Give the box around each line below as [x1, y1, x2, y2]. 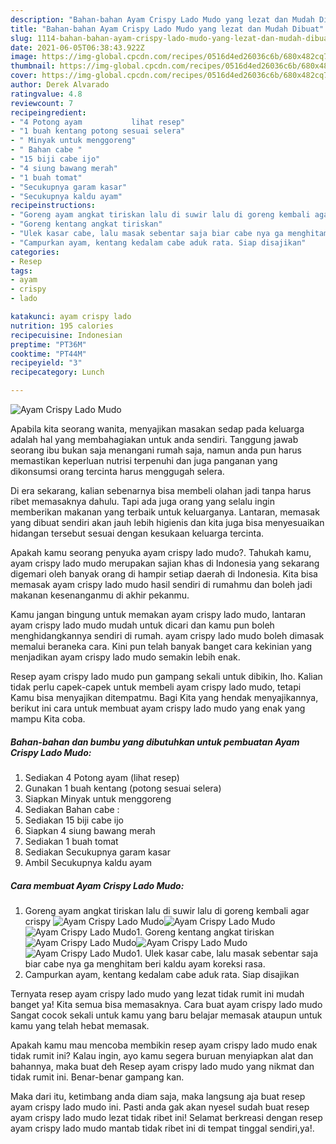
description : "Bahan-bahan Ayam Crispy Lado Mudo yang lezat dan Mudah [10, 14, 315, 25]
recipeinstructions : [10, 201, 97, 211]
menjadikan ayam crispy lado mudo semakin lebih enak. [10, 651, 241, 663]
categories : [10, 247, 60, 257]
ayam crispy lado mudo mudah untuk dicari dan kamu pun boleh [10, 619, 275, 631]
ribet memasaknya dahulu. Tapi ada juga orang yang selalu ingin [10, 496, 275, 507]
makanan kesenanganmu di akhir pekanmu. [10, 589, 190, 601]
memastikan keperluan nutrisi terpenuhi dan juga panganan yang [10, 455, 278, 466]
